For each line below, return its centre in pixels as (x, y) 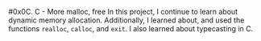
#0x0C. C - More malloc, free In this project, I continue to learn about (123, 12)
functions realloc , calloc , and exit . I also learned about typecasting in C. (131, 29)
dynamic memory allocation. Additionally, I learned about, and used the (126, 20)
